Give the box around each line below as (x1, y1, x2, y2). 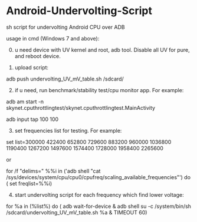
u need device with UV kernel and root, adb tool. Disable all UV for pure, (14, 46, 190, 53)
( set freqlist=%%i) (6, 180, 52, 187)
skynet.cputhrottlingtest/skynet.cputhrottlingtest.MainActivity (6, 104, 155, 111)
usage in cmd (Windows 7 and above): (6, 35, 100, 42)
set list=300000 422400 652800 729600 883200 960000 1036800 (6, 138, 172, 145)
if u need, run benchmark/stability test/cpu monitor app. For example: (14, 86, 184, 93)
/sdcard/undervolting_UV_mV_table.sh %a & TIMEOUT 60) (6, 208, 147, 216)
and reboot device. (14, 52, 61, 59)
